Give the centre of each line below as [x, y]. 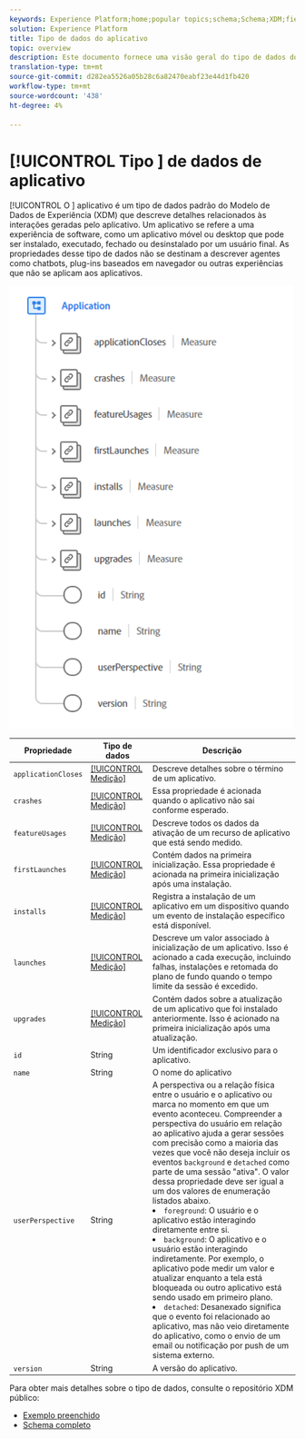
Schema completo [56, 1425]
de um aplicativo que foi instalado [216, 1008]
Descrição [222, 750]
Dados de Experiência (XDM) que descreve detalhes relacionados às [138, 215]
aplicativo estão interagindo [204, 1220]
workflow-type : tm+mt [50, 86]
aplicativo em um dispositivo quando [221, 906]
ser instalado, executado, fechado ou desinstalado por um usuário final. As [149, 244]
